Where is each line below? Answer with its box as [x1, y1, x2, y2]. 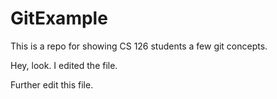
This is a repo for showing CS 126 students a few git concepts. [10, 40, 268, 52]
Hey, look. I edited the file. [10, 59, 118, 71]
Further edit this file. [10, 78, 94, 91]
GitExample [10, 7, 108, 30]
